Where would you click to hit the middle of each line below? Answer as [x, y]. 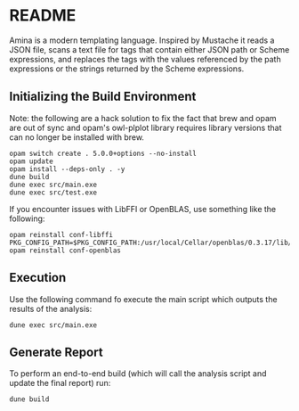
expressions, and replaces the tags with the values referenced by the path [145, 59]
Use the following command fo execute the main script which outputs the [143, 299]
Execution [38, 278]
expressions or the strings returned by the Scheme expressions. [127, 69]
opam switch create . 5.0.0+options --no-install [103, 153]
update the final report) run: [60, 383]
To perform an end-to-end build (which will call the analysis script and [138, 374]
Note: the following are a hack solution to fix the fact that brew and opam [143, 118]
